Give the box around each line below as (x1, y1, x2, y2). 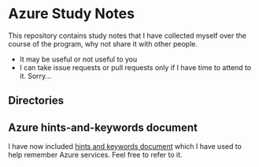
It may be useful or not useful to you (19, 54, 138, 64)
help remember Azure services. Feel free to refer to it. (8, 150, 183, 160)
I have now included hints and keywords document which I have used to (8, 142, 242, 151)
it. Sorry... (19, 71, 52, 80)
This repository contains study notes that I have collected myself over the (8, 31, 246, 40)
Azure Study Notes (8, 5, 135, 23)
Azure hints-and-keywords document (8, 121, 198, 134)
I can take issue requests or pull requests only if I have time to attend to (19, 62, 252, 72)
